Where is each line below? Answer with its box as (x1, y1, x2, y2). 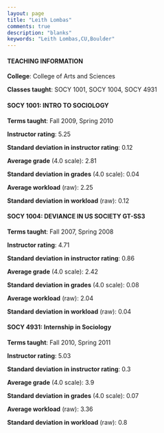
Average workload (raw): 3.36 (7, 405, 93, 413)
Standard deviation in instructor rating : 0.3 (7, 365, 131, 373)
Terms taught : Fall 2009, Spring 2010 (7, 116, 114, 124)
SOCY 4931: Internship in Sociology (7, 323, 112, 331)
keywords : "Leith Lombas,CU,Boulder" (7, 36, 115, 43)
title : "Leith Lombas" (7, 16, 72, 23)
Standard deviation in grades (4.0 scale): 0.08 (7, 280, 139, 289)
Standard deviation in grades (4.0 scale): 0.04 (7, 170, 139, 178)
